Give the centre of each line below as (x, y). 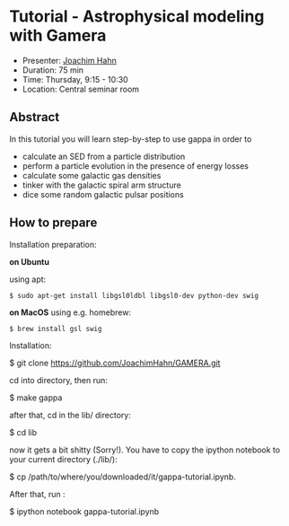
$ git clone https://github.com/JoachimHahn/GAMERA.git (115, 363)
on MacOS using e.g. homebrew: (70, 312)
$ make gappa (36, 398)
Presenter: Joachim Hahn (69, 60)
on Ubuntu (29, 261)
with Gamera (58, 35)
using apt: (28, 279)
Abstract (35, 117)
